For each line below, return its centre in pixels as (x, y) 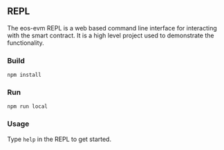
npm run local (28, 106)
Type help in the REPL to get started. (59, 139)
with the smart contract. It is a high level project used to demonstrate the (111, 35)
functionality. (26, 43)
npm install (24, 75)
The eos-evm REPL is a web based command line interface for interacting (112, 28)
